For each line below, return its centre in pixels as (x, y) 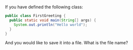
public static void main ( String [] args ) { (53, 20)
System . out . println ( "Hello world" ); (51, 25)
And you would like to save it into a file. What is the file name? (66, 43)
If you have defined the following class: (44, 7)
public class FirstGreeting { (36, 16)
